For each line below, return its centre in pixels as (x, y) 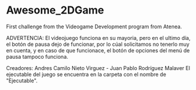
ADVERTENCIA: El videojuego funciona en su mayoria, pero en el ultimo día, (98, 38)
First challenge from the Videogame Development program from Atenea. (94, 26)
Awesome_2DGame (55, 10)
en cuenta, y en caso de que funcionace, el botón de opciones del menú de (98, 50)
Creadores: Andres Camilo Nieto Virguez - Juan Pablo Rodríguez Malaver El (98, 68)
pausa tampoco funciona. (37, 56)
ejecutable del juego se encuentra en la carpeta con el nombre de (86, 74)
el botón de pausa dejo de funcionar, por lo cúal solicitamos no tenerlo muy (98, 44)
